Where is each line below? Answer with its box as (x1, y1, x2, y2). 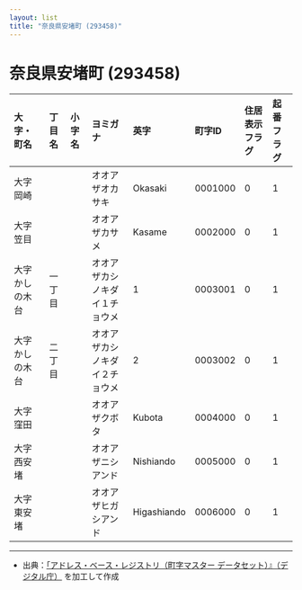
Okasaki (132, 182, 167, 194)
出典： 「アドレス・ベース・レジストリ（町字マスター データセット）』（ (22, 559, 281, 571)
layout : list (9, 13, 58, 22)
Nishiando (132, 455, 176, 468)
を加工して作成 (64, 571, 120, 582)
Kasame (132, 226, 168, 238)
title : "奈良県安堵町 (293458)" (9, 22, 123, 31)
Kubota (132, 411, 164, 424)
